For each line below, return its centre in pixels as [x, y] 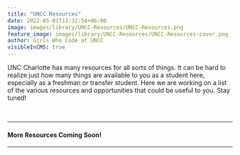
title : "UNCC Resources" [44, 14]
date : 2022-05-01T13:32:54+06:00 [57, 21]
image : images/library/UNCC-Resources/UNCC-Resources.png [95, 27]
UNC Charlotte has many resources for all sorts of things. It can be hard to [117, 67]
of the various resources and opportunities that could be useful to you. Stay [119, 90]
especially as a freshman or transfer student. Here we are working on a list [117, 82]
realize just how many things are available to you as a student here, [106, 75]
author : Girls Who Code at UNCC [55, 41]
